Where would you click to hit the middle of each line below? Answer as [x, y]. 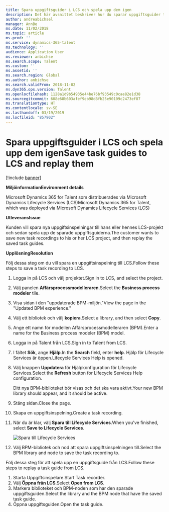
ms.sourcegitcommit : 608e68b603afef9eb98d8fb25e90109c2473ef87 [73, 99]
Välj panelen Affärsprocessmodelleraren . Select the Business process [86, 288]
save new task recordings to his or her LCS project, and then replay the [79, 238]
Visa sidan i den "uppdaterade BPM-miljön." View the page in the [79, 303]
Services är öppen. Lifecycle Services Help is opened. [68, 358]
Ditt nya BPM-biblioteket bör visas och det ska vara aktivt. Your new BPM [88, 388]
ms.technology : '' [25, 47]
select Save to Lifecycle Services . [49, 428]
